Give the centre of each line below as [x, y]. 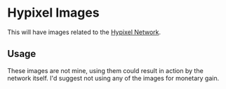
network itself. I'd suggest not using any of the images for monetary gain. [113, 78]
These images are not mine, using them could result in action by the [105, 70]
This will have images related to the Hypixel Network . [84, 32]
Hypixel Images [53, 13]
